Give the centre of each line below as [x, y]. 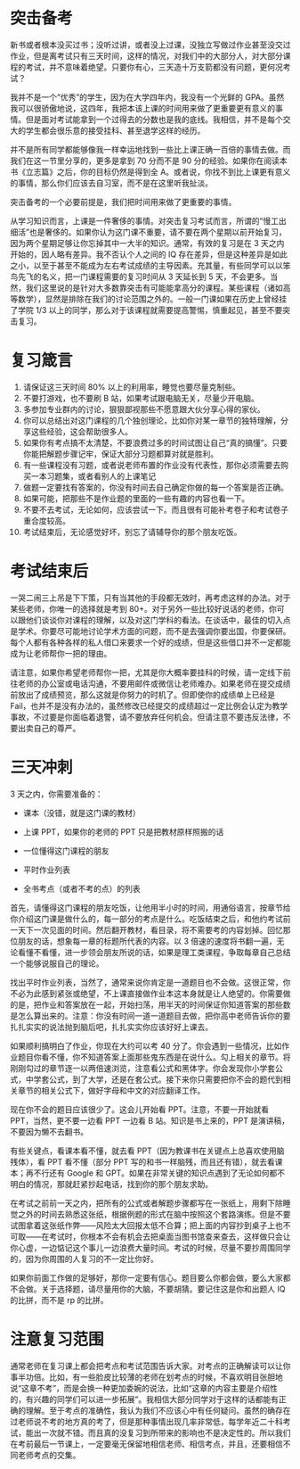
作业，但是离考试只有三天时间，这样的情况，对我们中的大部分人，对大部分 [146, 55]
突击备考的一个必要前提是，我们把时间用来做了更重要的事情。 [123, 202]
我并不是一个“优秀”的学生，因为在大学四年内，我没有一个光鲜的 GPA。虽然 [147, 97]
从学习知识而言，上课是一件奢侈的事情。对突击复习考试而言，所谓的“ [137, 220]
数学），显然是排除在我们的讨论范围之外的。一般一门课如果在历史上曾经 [148, 299]
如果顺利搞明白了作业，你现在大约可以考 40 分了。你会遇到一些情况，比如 [146, 1045]
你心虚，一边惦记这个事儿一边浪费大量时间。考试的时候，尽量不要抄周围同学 [150, 1247]
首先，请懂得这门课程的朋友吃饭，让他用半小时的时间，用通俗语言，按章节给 [150, 907]
